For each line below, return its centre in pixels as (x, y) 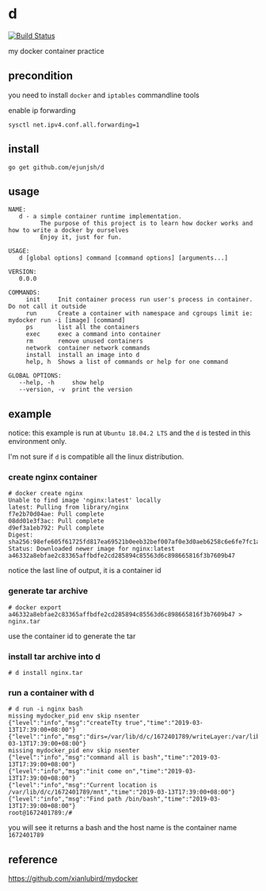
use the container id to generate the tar (72, 636)
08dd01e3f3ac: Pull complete (56, 521)
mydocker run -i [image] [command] (67, 320)
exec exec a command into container (93, 334)
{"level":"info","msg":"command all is (74, 758)
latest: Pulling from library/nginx (68, 507)
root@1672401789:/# (40, 813)
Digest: (21, 535)
